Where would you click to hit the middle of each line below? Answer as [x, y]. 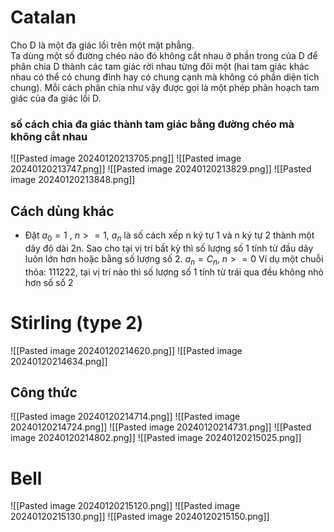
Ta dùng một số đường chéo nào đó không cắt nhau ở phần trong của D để [164, 55]
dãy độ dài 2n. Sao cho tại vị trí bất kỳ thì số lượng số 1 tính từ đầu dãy [169, 248]
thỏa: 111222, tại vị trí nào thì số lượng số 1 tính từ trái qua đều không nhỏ [174, 272]
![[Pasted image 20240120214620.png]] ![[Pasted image [126, 350]
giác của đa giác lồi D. [56, 98]
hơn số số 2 [49, 282]
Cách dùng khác [62, 211]
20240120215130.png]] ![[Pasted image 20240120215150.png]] [140, 517]
